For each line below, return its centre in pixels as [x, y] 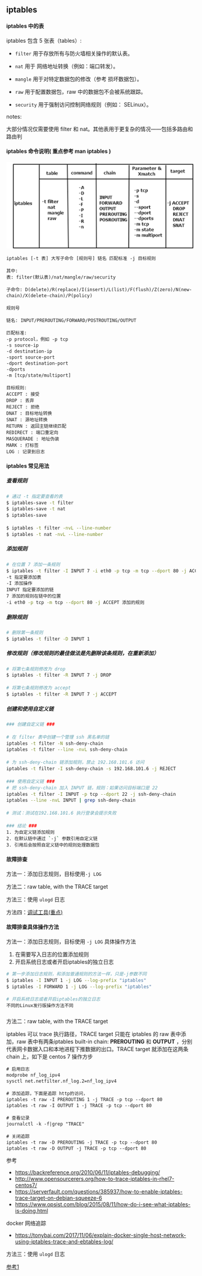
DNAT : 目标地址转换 [29, 414]
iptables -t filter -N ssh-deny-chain [55, 743]
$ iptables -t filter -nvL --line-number [59, 528]
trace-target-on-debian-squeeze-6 [58, 1198]
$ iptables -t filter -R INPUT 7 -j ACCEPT [62, 694]
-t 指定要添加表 [24, 577]
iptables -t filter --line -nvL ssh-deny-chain [67, 750]
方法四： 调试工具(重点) [35, 912]
